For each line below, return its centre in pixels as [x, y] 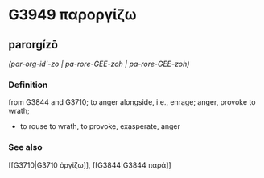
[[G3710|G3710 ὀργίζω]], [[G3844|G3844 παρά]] [90, 165]
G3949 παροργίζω [72, 15]
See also [25, 147]
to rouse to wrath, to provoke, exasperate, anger [100, 126]
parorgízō [33, 45]
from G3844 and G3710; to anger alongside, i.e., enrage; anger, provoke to [132, 102]
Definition [28, 85]
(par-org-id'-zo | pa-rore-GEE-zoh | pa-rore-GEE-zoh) [99, 64]
